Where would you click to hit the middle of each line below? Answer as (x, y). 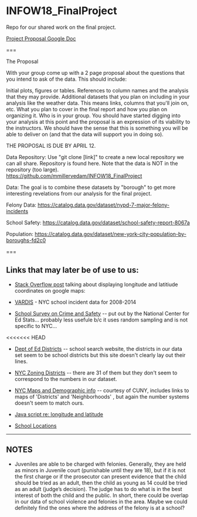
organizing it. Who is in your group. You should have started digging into (93, 115)
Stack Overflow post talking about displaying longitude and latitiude (96, 284)
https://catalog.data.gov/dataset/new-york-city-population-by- (110, 234)
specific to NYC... (36, 326)
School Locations (35, 426)
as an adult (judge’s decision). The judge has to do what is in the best (98, 489)
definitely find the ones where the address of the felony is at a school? (99, 508)
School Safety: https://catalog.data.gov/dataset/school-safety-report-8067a (98, 223)
